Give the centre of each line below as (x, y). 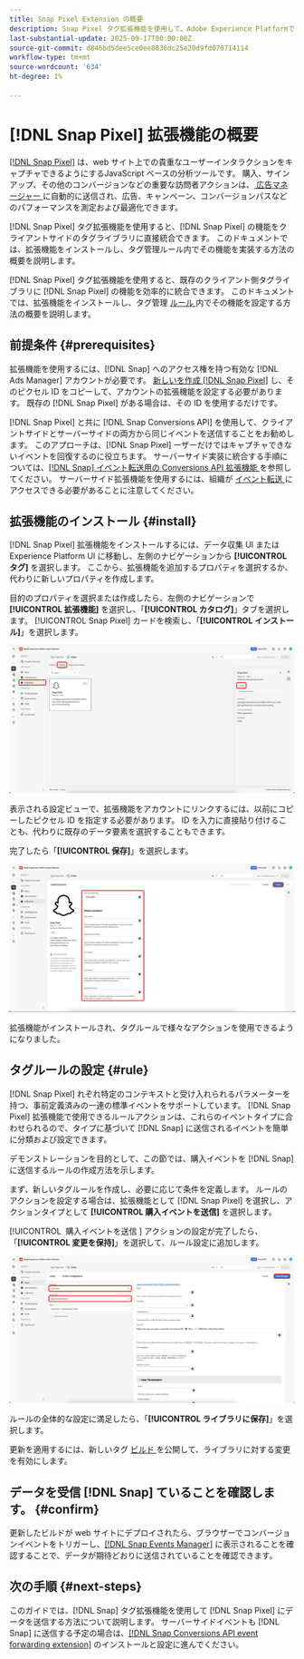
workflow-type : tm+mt (50, 58)
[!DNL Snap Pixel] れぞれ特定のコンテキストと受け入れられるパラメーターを (150, 1094)
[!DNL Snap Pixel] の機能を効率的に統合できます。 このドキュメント (169, 291)
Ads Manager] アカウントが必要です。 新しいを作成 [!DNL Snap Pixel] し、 (148, 380)
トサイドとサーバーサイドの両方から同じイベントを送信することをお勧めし (156, 433)
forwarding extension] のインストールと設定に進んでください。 (127, 1644)
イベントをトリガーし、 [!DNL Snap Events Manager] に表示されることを (152, 1544)
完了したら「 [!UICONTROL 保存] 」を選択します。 (101, 851)
